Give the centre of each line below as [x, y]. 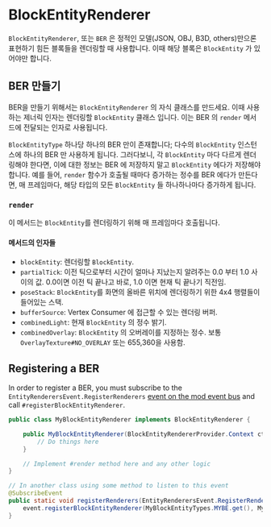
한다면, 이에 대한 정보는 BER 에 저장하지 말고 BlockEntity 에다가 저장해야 [145, 164]
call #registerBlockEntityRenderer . [67, 405]
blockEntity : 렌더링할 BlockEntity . [77, 262]
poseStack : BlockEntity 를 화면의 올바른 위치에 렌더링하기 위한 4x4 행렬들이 [140, 293]
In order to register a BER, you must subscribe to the [96, 388]
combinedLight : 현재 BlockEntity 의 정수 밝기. [93, 322]
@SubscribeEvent [35, 493]
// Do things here [68, 442]
